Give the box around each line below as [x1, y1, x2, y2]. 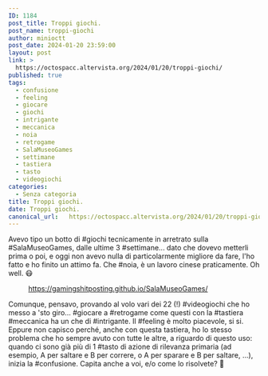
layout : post [8, 49, 52, 57]
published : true [8, 71, 62, 79]
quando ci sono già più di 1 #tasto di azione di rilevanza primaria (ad [8, 342, 232, 352]
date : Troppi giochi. [8, 205, 81, 213]
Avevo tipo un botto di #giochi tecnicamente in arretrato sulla [8, 234, 209, 244]
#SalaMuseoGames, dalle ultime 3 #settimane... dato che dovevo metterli [8, 243, 249, 253]
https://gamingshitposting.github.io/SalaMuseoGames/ [28, 284, 209, 294]
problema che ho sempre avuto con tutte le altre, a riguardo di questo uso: [8, 334, 253, 343]
